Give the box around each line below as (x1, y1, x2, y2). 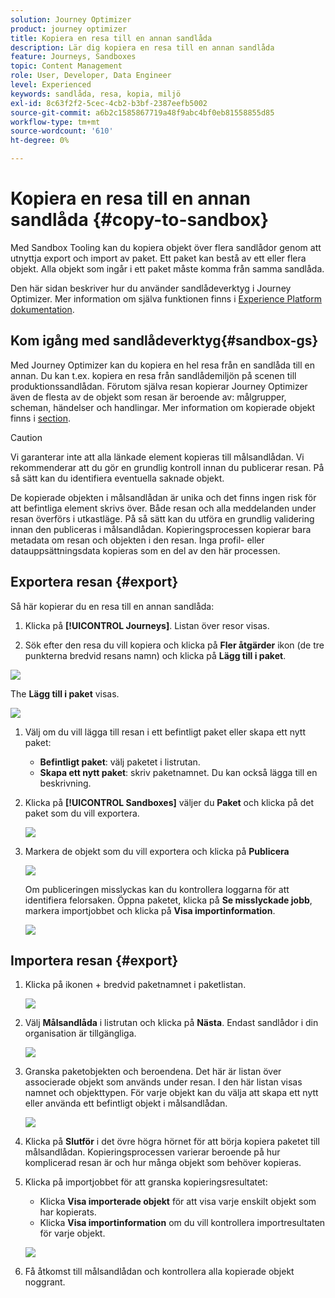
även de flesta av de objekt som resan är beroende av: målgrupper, (10, 391, 287, 403)
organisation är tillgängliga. (24, 1027, 137, 1040)
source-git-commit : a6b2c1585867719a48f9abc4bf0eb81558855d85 (10, 107, 275, 118)
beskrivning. (39, 777, 92, 789)
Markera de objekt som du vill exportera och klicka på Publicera (24, 845, 290, 857)
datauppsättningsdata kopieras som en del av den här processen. (10, 544, 281, 556)
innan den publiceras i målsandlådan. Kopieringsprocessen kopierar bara (10, 523, 312, 535)
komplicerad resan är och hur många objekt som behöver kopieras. (24, 1157, 302, 1169)
